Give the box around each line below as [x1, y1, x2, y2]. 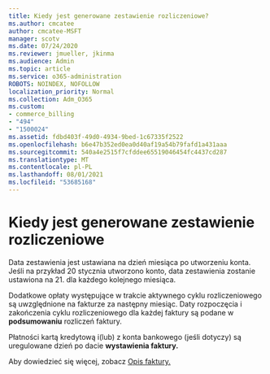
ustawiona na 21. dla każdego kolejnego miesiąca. [8, 274, 176, 285]
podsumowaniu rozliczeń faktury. [8, 316, 122, 326]
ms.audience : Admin [8, 58, 75, 66]
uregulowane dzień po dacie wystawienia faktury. [8, 341, 179, 350]
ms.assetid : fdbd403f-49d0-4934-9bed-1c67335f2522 [8, 133, 184, 141]
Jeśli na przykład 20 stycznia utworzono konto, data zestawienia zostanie [8, 266, 256, 276]
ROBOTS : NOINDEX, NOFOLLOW [8, 80, 100, 88]
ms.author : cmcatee [8, 20, 75, 28]
